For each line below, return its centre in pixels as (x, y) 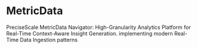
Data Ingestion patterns (49, 40)
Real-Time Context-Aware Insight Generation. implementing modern (90, 33)
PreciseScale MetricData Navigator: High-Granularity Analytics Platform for (98, 27)
